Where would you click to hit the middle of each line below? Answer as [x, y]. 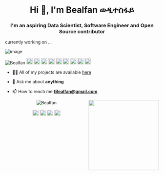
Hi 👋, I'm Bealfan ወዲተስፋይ [82, 10]
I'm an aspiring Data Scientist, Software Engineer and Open [82, 25]
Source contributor [82, 32]
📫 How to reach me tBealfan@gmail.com [55, 92]
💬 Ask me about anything [38, 82]
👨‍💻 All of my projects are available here [51, 72]
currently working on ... [29, 42]
